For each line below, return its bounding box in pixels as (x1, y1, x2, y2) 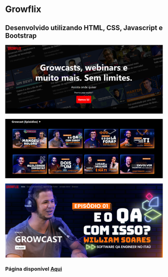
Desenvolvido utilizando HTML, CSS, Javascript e (5, 24, 163, 32)
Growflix (5, 4, 41, 15)
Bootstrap (5, 31, 37, 40)
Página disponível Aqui (5, 265, 62, 272)
